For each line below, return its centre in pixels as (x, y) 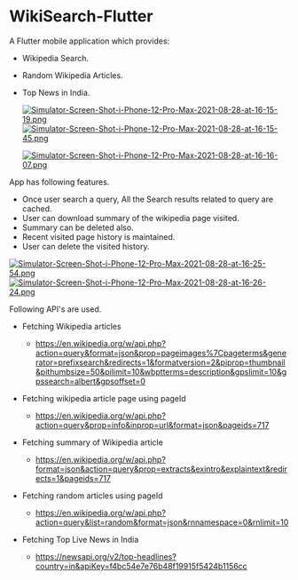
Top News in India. (56, 92)
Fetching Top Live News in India (80, 539)
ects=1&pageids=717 (73, 478)
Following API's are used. (55, 309)
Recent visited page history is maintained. (98, 236)
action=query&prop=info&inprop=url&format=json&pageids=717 (152, 425)
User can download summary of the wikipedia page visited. (130, 218)
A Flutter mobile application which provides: (90, 41)
